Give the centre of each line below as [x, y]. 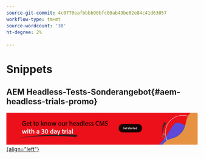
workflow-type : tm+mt [34, 19]
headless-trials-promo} [52, 101]
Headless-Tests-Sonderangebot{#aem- [104, 92]
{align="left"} [23, 149]
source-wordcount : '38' [36, 26]
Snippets [29, 69]
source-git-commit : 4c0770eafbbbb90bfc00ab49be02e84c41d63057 [87, 13]
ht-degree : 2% [24, 32]
